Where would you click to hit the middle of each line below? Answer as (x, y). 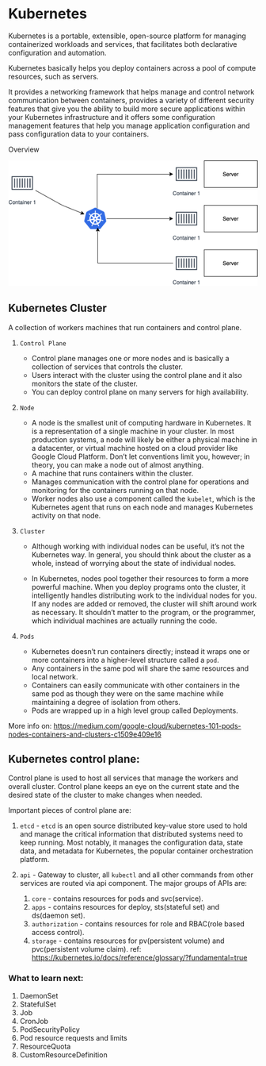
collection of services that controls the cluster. (107, 367)
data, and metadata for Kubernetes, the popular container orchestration (136, 851)
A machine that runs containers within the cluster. (112, 473)
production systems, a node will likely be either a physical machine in (144, 439)
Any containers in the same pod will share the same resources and (140, 668)
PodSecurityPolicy (50, 1029)
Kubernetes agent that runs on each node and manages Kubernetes (142, 507)
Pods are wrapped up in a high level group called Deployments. (135, 710)
